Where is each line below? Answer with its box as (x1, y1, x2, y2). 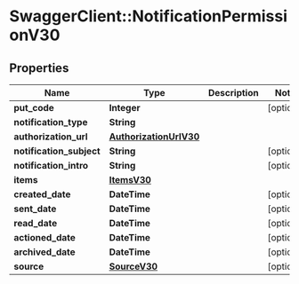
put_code (13, 102, 55, 114)
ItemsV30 (109, 174, 151, 185)
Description (207, 87, 260, 99)
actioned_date (13, 232, 76, 243)
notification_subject (13, 145, 101, 157)
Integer (109, 102, 141, 114)
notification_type (13, 116, 88, 128)
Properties (9, 60, 69, 75)
